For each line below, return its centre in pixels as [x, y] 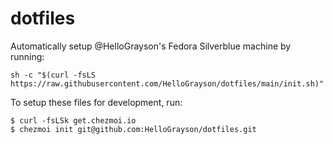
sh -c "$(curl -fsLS [53, 75]
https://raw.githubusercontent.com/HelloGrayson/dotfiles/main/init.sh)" [167, 83]
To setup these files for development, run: [96, 102]
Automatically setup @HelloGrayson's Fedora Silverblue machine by [151, 46]
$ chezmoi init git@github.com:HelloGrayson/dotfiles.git [133, 129]
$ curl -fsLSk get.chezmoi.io [73, 120]
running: [27, 56]
